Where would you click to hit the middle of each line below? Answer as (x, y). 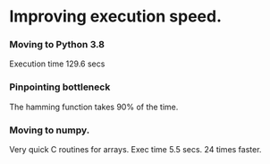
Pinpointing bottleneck (60, 87)
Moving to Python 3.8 (57, 45)
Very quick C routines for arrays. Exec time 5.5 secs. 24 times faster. (135, 150)
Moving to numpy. (50, 130)
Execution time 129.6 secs (57, 64)
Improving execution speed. (115, 17)
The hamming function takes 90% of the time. (94, 107)
